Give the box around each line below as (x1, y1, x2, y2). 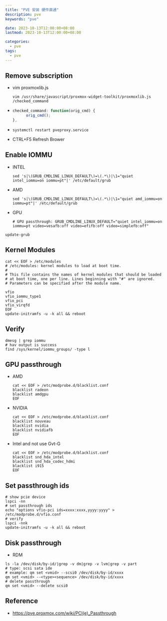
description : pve (5, 12, 41, 17)
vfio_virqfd (5, 303, 30, 308)
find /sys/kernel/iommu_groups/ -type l (5, 347, 91, 352)
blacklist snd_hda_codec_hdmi (12, 459, 76, 464)
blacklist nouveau (12, 419, 51, 424)
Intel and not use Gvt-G (12, 441, 61, 447)
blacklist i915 (12, 464, 44, 468)
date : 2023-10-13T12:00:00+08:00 (5, 25, 75, 30)
